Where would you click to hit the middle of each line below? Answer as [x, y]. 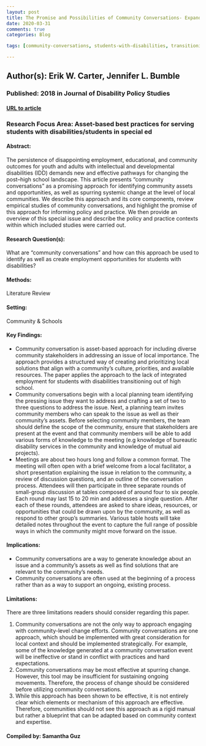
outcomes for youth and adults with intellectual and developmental [90, 167]
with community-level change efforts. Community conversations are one [106, 631]
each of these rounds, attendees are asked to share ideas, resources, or [106, 505]
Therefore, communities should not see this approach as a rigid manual [105, 709]
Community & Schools [34, 321]
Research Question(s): [36, 239]
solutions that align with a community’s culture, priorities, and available [105, 368]
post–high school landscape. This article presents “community [85, 180]
